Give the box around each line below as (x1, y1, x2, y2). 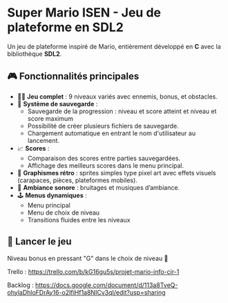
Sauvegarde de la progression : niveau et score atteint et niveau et (27, 107, 217, 115)
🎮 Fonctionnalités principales (7, 70, 140, 82)
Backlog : (7, 281, 35, 289)
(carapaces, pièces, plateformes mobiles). (17, 176, 138, 184)
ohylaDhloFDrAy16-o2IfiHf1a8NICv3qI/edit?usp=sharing (7, 288, 166, 296)
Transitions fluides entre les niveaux (27, 215, 131, 224)
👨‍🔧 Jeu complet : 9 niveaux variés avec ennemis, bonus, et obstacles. (17, 92, 218, 101)
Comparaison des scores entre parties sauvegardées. (27, 154, 181, 162)
